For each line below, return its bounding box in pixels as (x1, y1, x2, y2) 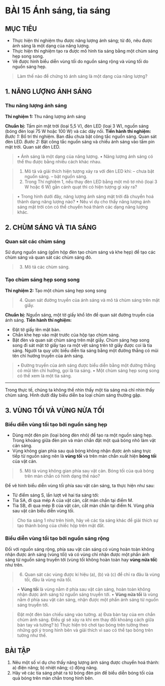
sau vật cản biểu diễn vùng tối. (12, 508, 75, 514)
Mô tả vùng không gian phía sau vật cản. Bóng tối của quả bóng (24, 468, 154, 474)
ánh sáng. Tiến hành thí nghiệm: (5, 317, 72, 323)
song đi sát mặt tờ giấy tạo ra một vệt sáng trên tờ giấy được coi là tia (12, 342, 152, 348)
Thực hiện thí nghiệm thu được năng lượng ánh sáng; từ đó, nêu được (12, 37, 153, 43)
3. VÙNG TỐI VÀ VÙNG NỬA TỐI (5, 406, 105, 415)
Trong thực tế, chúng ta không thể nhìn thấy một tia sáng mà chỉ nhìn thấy (5, 387, 155, 393)
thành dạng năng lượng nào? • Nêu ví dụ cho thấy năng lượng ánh (17, 198, 151, 204)
